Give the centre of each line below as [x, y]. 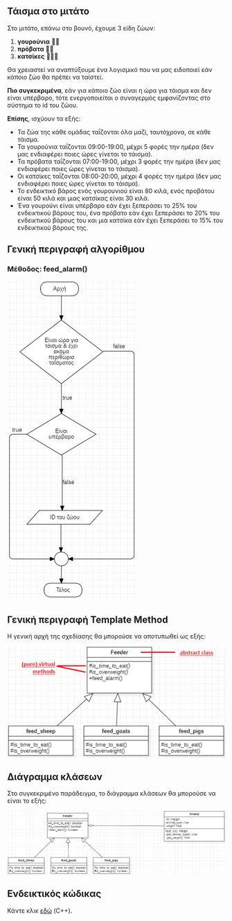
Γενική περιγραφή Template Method [88, 619]
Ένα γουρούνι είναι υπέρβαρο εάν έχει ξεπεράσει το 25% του [107, 205]
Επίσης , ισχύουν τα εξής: [44, 118]
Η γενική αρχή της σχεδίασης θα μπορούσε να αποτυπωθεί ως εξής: [107, 636]
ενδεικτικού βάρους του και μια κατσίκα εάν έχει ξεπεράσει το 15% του [120, 220]
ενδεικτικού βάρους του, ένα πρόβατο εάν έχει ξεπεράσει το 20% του [118, 213]
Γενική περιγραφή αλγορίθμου [76, 250]
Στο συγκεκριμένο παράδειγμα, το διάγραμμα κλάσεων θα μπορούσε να [111, 794]
